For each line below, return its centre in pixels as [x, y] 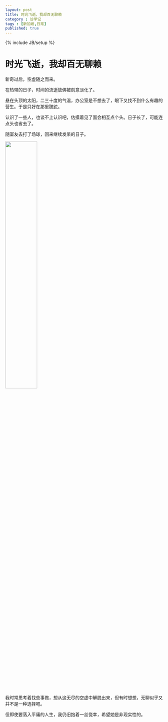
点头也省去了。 [20, 123]
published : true [22, 28]
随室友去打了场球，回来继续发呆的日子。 [47, 134]
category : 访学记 [23, 19]
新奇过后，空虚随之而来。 [31, 79]
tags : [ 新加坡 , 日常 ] [26, 24]
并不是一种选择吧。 [25, 704]
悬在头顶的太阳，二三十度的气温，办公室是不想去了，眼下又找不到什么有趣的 [84, 100]
